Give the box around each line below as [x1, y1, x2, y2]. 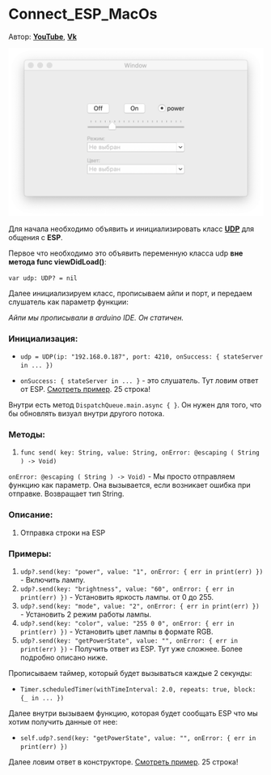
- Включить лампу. [19, 575, 86, 584]
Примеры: [8, 548, 52, 559]
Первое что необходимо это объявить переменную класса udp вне [8, 248, 243, 258]
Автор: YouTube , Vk [8, 32, 77, 41]
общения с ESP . [8, 232, 63, 242]
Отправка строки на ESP [19, 527, 106, 537]
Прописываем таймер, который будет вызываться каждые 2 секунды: [8, 668, 252, 678]
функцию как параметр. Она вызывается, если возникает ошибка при [8, 480, 251, 490]
